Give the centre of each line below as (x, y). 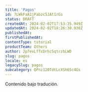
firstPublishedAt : (24, 38)
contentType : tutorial (28, 42)
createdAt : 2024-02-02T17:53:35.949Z (44, 24)
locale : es (16, 61)
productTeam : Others (26, 47)
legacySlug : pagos (24, 65)
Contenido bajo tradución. (32, 84)
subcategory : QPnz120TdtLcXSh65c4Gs (43, 70)
